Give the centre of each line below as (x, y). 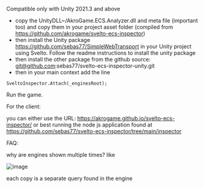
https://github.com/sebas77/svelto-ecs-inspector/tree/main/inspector (94, 131)
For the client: (24, 106)
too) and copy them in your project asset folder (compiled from (94, 27)
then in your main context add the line (63, 72)
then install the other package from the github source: (83, 59)
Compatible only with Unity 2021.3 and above (63, 9)
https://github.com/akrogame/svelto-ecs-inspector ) (80, 33)
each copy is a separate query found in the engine (69, 178)
